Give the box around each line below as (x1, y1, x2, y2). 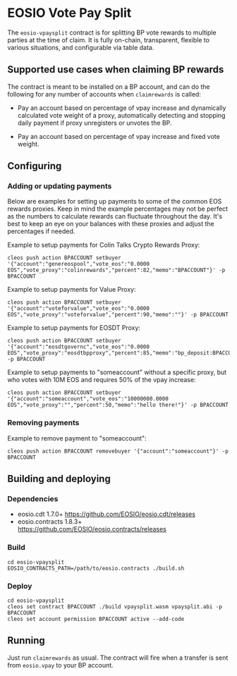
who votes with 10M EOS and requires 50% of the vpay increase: (7, 376, 196, 384)
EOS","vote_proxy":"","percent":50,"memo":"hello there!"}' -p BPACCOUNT (7, 402, 229, 409)
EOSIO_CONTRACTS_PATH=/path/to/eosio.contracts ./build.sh (7, 565, 185, 572)
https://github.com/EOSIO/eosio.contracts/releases (17, 525, 167, 534)
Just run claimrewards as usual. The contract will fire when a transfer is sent (7, 653, 229, 662)
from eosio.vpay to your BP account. (7, 660, 114, 669)
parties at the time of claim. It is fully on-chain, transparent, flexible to (7, 35, 210, 44)
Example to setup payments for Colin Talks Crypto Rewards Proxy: (7, 241, 200, 250)
